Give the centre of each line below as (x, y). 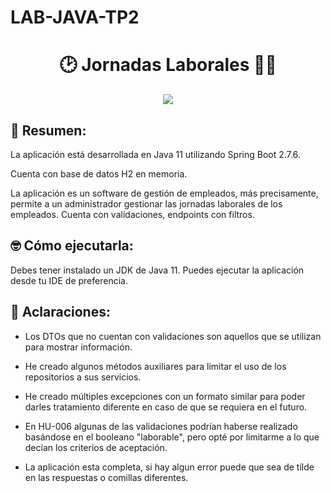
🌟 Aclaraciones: (60, 312)
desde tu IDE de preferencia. (69, 280)
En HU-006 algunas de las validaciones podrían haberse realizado (161, 426)
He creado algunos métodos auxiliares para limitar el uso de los (155, 366)
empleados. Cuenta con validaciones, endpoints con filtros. (132, 214)
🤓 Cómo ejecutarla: (72, 246)
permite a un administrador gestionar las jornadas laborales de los (146, 203)
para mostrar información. (78, 347)
